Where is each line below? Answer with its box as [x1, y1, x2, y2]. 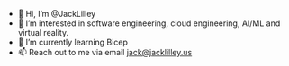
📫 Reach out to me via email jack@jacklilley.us [17, 47, 193, 57]
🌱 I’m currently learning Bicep [17, 37, 129, 47]
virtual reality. [17, 28, 69, 37]
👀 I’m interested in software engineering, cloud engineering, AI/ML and [17, 18, 281, 29]
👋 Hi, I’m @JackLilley [17, 9, 96, 19]
